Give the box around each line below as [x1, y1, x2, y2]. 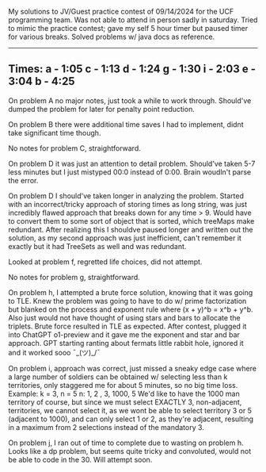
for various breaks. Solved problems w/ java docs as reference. [8, 32, 215, 41]
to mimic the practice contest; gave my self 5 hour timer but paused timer [8, 24, 248, 33]
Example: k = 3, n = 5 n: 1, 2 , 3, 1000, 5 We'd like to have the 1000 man [8, 389, 240, 398]
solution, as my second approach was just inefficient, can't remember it [8, 233, 241, 243]
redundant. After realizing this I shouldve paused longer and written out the [8, 224, 253, 234]
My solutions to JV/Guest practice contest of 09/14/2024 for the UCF [8, 7, 234, 16]
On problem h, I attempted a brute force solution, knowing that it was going [8, 287, 253, 297]
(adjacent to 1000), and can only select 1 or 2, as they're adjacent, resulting [8, 414, 254, 424]
